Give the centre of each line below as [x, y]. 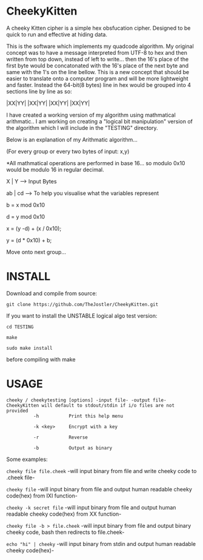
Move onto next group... [36, 252]
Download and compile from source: [52, 293]
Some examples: [27, 459]
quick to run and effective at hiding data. [57, 34]
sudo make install [29, 348]
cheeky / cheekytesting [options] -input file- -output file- [86, 400]
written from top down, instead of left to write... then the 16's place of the [98, 59]
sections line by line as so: [39, 91]
